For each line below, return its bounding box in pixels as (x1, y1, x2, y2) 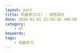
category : (5, 21, 26, 27)
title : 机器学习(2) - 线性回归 (5, 12, 64, 17)
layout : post (5, 7, 32, 13)
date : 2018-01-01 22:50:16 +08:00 (5, 17, 77, 22)
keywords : (5, 31, 26, 36)
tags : (5, 36, 16, 41)
